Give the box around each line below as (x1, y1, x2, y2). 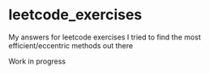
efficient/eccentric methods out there (8, 40, 134, 50)
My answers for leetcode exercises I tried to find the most (8, 32, 201, 42)
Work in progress (8, 56, 66, 66)
